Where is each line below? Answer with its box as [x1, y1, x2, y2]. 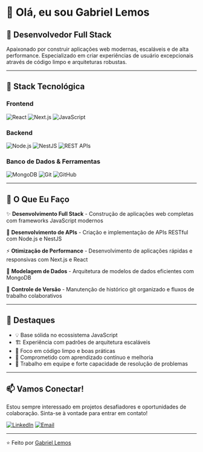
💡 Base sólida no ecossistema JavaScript [14, 331, 118, 338]
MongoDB [6, 274, 31, 282]
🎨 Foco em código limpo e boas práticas [14, 347, 116, 354]
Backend [6, 128, 33, 137]
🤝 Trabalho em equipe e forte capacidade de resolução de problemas [14, 360, 188, 367]
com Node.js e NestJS [6, 235, 62, 242]
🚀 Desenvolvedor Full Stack [6, 30, 112, 40]
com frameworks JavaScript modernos [6, 217, 104, 224]
